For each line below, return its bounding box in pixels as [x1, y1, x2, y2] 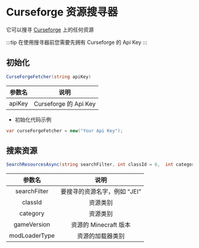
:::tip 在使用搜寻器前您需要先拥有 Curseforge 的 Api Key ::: [6, 38, 147, 46]
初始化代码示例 [14, 116, 52, 123]
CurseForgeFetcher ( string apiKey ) [6, 73, 92, 80]
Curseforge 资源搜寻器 [6, 5, 118, 19]
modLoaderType [9, 231, 55, 240]
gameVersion [14, 220, 50, 228]
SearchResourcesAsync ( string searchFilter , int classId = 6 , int [6, 162, 174, 168]
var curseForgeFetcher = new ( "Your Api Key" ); [6, 128, 123, 134]
